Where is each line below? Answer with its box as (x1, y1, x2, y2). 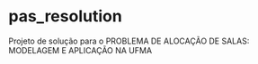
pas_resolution (8, 6, 122, 27)
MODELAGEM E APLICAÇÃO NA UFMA (8, 44, 153, 55)
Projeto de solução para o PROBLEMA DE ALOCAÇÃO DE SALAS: (8, 36, 250, 46)
